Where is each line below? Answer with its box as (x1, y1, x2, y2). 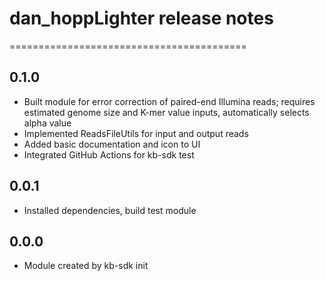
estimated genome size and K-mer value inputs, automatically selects (23, 106, 310, 118)
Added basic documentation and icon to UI (23, 138, 201, 150)
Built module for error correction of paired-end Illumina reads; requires (23, 95, 316, 107)
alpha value (23, 117, 72, 129)
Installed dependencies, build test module (23, 204, 197, 216)
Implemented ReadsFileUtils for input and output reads (23, 127, 249, 139)
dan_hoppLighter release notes (9, 7, 274, 30)
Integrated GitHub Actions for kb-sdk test (23, 148, 195, 161)
